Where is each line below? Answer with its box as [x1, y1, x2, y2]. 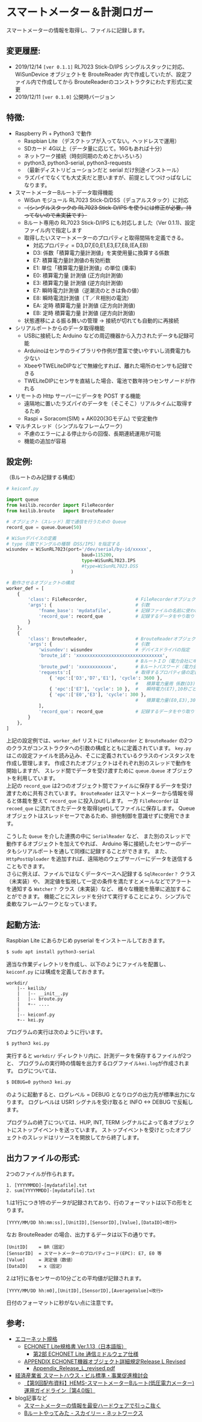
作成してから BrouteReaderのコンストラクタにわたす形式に [41, 78, 188, 85]
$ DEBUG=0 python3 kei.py [6, 1079, 71, 1085]
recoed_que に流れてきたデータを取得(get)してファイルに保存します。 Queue [6, 805, 195, 812]
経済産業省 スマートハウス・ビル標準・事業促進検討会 [14, 1372, 148, 1379]
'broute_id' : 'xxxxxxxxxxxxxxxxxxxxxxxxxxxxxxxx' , [38, 653, 168, 659]
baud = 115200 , [81, 552, 114, 558]
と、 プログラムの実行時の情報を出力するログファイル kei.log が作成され [6, 1059, 185, 1066]
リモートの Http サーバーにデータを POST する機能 [14, 392, 141, 399]
